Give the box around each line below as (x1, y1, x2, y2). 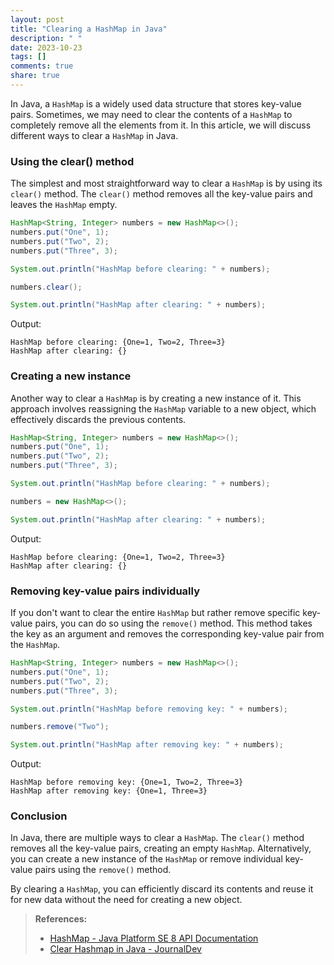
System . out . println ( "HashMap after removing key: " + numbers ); (10, 740, 284, 750)
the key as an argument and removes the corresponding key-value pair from (10, 628, 325, 640)
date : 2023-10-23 (10, 42, 83, 53)
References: (34, 913, 88, 925)
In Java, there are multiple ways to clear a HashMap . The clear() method (10, 832, 305, 844)
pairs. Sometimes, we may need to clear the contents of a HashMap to (10, 108, 293, 120)
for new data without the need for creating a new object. (10, 894, 243, 906)
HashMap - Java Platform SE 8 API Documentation (49, 932, 259, 945)
